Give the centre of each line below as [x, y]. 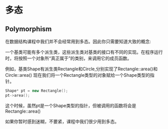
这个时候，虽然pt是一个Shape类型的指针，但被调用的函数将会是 [71, 106]
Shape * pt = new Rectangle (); [37, 91]
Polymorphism [28, 29]
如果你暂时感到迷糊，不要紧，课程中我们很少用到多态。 [62, 121]
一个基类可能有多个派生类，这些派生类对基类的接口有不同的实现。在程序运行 [84, 52]
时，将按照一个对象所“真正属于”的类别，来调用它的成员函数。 [68, 58]
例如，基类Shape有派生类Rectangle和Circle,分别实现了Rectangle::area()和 [81, 69]
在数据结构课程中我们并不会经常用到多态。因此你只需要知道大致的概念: [78, 41]
